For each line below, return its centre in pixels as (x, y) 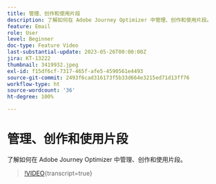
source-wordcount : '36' (41, 90)
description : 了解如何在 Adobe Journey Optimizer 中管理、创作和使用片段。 (110, 20)
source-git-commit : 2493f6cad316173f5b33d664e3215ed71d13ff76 (98, 78)
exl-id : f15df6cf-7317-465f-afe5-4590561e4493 (75, 71)
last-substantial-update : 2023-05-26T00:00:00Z (77, 52)
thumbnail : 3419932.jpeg (43, 65)
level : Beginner (30, 39)
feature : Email (29, 26)
